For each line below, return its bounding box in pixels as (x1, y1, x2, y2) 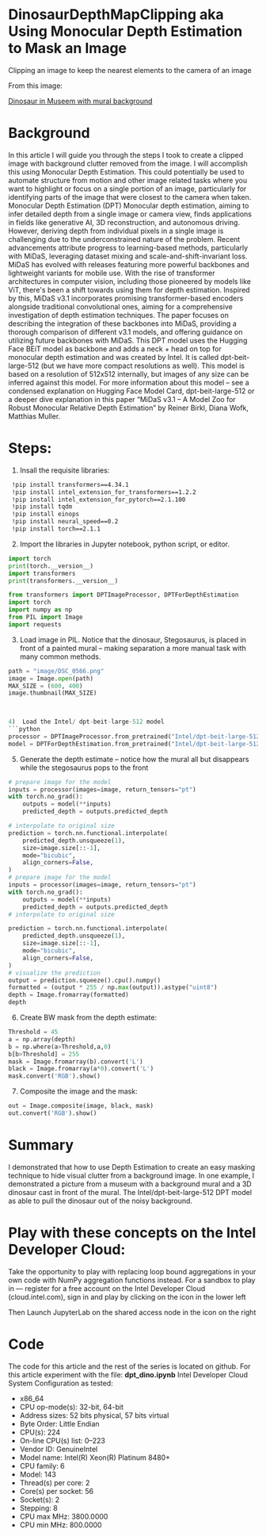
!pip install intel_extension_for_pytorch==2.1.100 (11, 496, 186, 504)
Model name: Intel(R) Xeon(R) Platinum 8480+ (19, 1453, 171, 1462)
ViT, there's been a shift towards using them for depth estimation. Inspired (8, 285, 251, 294)
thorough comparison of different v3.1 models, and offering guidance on (8, 327, 243, 336)
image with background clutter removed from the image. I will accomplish (8, 159, 248, 168)
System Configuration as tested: (8, 1378, 113, 1388)
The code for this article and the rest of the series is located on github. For (8, 1362, 251, 1371)
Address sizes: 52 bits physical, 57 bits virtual (19, 1410, 169, 1420)
